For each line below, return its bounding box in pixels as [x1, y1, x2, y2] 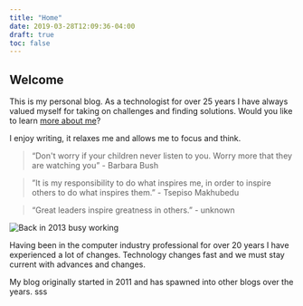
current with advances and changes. [9, 259, 147, 270]
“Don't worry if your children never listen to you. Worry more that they [31, 150, 292, 161]
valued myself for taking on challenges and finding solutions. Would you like [9, 106, 293, 117]
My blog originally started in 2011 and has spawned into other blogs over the [9, 277, 294, 288]
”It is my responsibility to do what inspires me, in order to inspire [31, 177, 271, 188]
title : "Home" [9, 13, 63, 23]
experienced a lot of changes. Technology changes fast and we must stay [9, 250, 285, 261]
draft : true [9, 30, 54, 39]
